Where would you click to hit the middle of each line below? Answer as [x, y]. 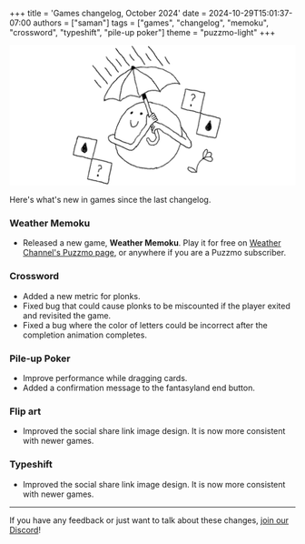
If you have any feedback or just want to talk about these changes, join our [149, 520]
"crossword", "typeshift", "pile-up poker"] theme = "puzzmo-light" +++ [143, 32]
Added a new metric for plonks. [81, 296]
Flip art [25, 411]
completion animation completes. [85, 335]
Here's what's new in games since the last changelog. [110, 200]
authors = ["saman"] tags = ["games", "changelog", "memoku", [151, 23]
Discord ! [25, 529]
